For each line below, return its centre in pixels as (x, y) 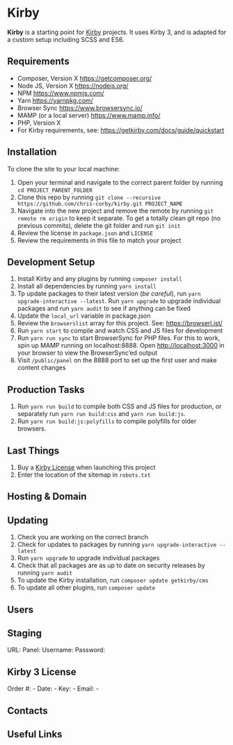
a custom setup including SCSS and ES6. (66, 39)
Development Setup (51, 262)
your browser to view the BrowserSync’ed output (87, 353)
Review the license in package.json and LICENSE (85, 233)
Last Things (33, 451)
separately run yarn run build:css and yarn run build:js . (101, 414)
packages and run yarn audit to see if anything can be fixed (104, 309)
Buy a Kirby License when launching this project (86, 467)
